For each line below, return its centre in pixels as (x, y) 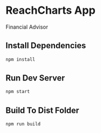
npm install (20, 59)
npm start (18, 92)
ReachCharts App (51, 10)
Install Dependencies (46, 46)
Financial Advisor (27, 27)
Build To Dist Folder (42, 110)
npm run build (23, 124)
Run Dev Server (35, 78)
